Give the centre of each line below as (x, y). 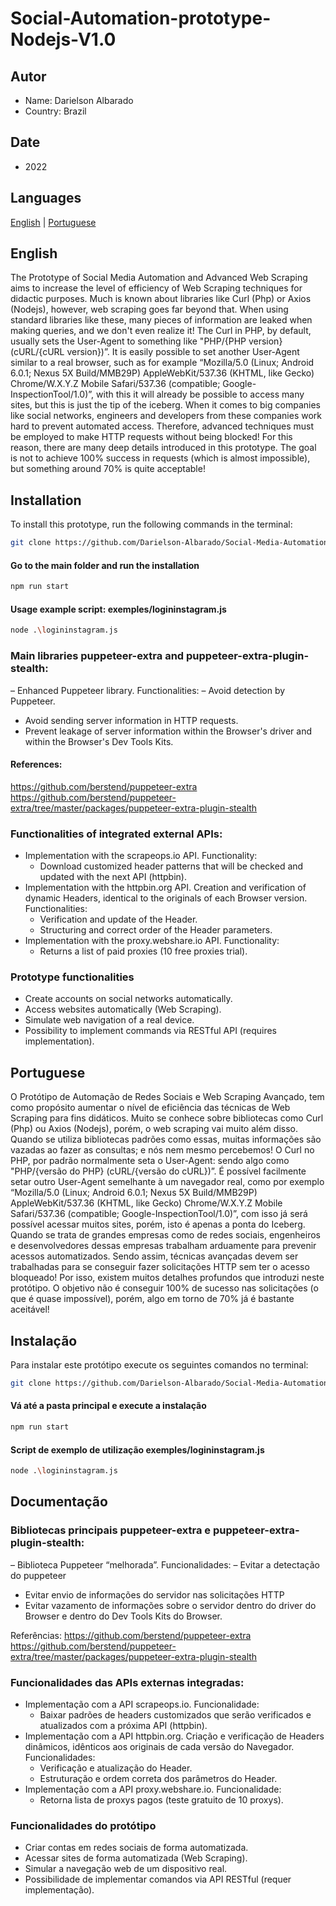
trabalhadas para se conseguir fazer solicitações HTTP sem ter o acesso (160, 1267)
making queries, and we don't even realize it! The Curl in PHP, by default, (161, 331)
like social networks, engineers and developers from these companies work (166, 416)
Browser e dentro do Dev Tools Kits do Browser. (123, 1616)
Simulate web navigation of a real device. (109, 1020)
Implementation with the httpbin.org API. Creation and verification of (165, 888)
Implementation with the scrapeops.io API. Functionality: (141, 856)
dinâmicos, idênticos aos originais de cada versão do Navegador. (159, 1747)
